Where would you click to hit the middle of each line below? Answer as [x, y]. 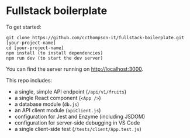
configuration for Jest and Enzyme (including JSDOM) [80, 116]
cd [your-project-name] [35, 48]
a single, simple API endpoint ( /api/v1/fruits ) [70, 91]
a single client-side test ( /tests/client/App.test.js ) [78, 129]
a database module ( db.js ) [47, 104]
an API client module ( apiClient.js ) [58, 110]
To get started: [24, 27]
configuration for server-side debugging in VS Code [77, 123]
